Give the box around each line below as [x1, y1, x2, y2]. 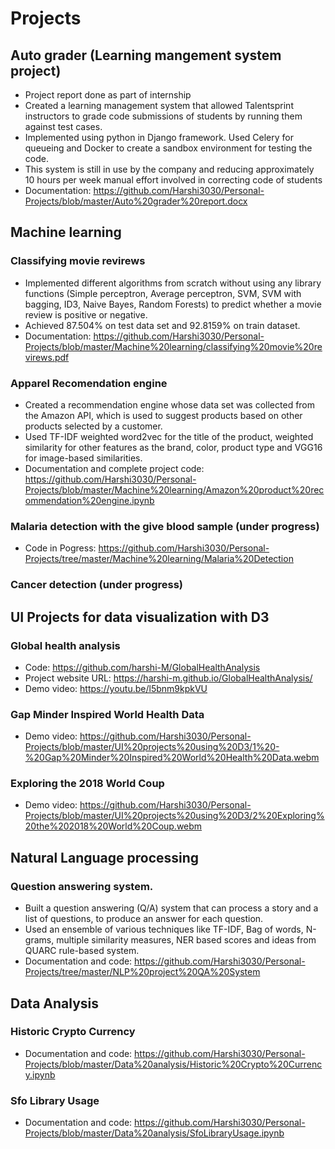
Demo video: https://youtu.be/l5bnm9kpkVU [24, 682, 208, 694]
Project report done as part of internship [24, 89, 192, 101]
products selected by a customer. [24, 420, 163, 432]
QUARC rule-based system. [24, 945, 140, 957]
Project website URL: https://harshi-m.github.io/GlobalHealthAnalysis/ [24, 672, 313, 684]
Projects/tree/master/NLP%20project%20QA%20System [24, 966, 261, 978]
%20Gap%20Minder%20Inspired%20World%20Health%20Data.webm [24, 752, 320, 764]
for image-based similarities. [24, 452, 143, 464]
